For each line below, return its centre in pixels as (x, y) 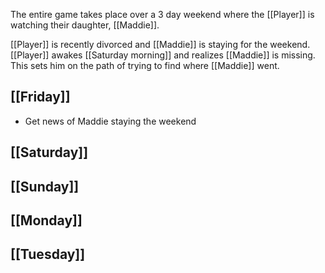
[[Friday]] (40, 97)
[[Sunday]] (45, 186)
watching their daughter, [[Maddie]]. (85, 25)
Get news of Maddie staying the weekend (110, 121)
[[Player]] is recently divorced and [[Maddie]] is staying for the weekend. (160, 44)
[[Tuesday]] (48, 254)
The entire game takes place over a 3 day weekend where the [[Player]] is (162, 14)
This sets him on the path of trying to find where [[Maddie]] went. (145, 65)
